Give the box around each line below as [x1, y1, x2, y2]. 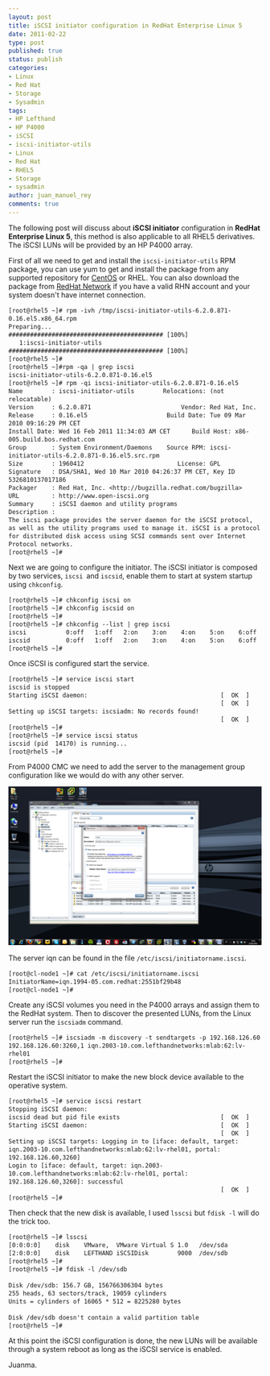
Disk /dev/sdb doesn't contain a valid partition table [8, 1313, 199, 1321]
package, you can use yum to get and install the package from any [8, 264, 229, 274]
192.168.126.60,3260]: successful [8, 1177, 125, 1186]
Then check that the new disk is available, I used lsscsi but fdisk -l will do [8, 1208, 260, 1217]
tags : [8, 106, 27, 114]
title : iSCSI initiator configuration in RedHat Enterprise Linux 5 [8, 21, 243, 30]
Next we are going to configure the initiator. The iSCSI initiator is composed [8, 562, 258, 572]
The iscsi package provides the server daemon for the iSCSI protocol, [8, 516, 253, 524]
